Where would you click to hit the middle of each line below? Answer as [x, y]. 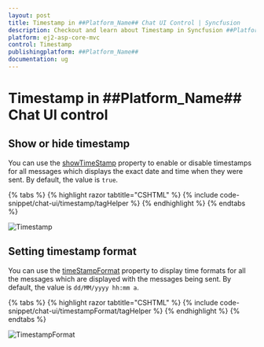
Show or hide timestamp [69, 144]
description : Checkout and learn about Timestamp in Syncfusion [115, 30]
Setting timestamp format [73, 251]
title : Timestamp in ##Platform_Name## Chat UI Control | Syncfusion [125, 23]
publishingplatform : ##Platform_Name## [73, 52]
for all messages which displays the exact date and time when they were [126, 171]
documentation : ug [38, 60]
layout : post [29, 15]
